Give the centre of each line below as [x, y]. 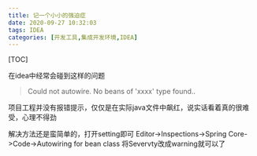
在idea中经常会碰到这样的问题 [57, 76]
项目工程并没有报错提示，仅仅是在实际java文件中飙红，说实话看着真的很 [125, 107]
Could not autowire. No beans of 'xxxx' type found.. [111, 92]
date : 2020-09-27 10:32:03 [52, 23]
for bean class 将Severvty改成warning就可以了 [150, 144]
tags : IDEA [26, 30]
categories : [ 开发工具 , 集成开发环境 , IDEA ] [73, 37]
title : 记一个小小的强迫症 [47, 15]
